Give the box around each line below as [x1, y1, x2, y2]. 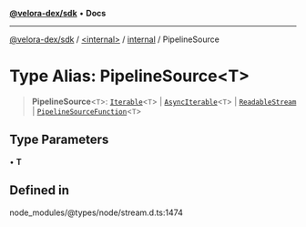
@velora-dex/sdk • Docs [9, 8, 107, 18]
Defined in [9, 182, 70, 199]
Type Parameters [9, 132, 109, 148]
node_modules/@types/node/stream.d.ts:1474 [9, 207, 184, 218]
